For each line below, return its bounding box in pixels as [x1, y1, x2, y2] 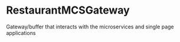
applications [6, 29, 36, 36]
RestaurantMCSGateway [6, 4, 130, 17]
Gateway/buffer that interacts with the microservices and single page [6, 23, 174, 30]
